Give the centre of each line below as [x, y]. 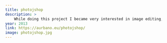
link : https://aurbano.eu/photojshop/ [45, 28]
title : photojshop [24, 10]
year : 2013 [16, 23]
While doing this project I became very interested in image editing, [89, 19]
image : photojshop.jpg [29, 33]
